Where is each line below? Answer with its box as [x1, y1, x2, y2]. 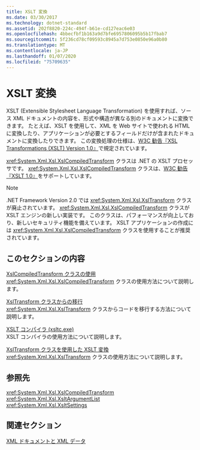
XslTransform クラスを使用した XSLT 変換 [6, 346, 109, 353]
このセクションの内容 [6, 253, 85, 263]
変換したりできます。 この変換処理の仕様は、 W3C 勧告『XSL [26, 137, 178, 144]
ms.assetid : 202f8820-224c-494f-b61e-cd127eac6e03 [6, 25, 135, 32]
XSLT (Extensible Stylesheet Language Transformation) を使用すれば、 [6, 107, 181, 114]
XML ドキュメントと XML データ [6, 437, 86, 445]
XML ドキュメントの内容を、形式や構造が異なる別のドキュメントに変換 [13, 115, 189, 122]
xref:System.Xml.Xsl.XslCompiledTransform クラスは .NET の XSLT [6, 157, 171, 165]
